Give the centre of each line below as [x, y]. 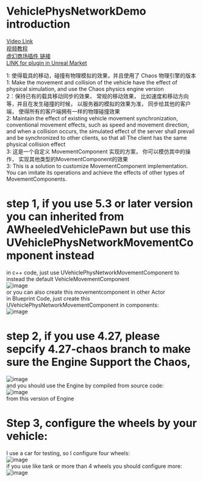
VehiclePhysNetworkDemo [76, 11]
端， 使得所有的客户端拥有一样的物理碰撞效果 [63, 111]
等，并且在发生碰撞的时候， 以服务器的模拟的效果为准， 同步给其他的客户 [98, 104]
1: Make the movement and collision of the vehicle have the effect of [92, 82]
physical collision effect [36, 144]
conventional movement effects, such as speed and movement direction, [98, 125]
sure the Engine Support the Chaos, [98, 362]
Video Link [20, 41]
